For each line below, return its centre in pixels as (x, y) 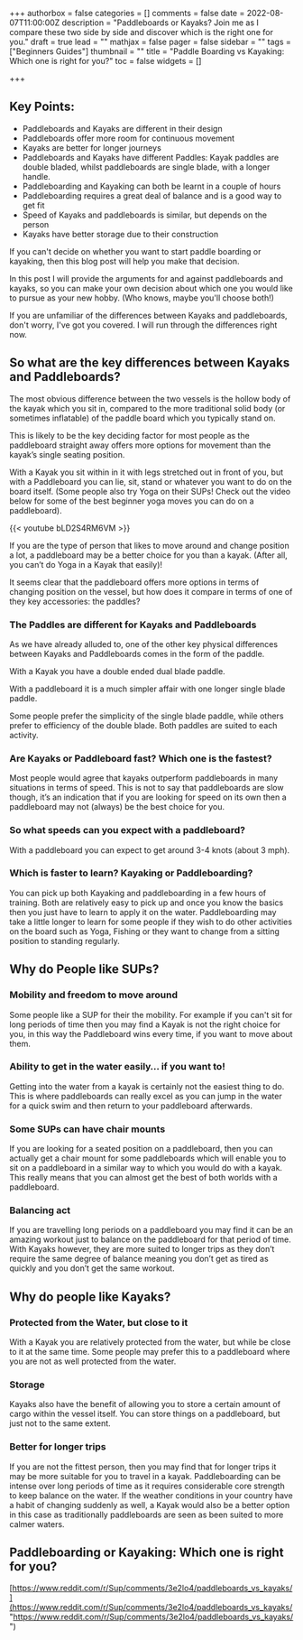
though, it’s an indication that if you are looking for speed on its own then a (148, 797)
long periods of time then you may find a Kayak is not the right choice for (145, 1024)
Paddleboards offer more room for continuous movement (129, 138)
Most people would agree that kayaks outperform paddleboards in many (144, 778)
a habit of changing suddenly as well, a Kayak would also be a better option (150, 1505)
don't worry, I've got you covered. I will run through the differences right (143, 325)
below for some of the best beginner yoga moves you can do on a (132, 501)
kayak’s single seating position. (67, 454)
